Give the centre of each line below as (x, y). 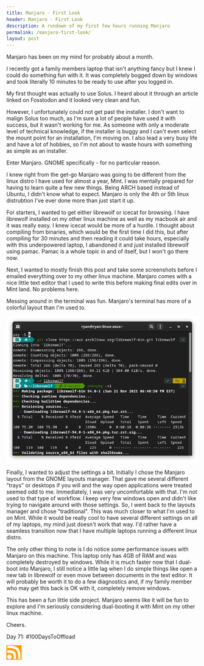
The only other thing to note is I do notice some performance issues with (97, 549)
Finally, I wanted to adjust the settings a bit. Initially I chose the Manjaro (96, 472)
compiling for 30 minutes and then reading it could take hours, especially (98, 239)
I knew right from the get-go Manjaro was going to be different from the (96, 175)
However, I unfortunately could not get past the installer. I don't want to (95, 112)
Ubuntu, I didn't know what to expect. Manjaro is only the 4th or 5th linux (98, 194)
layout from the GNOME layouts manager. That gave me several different (97, 479)
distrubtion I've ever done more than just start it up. (71, 201)
